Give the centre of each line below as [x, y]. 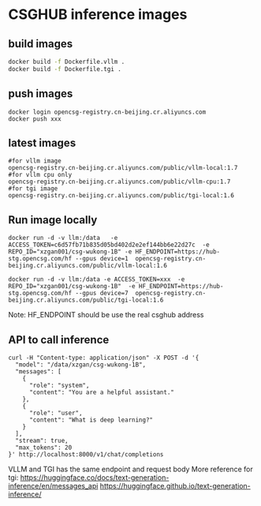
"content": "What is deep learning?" [91, 420]
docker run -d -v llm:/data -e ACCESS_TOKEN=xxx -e [97, 279]
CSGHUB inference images [98, 15]
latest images [42, 142]
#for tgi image [33, 189]
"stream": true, [42, 440]
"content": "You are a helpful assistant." [102, 392]
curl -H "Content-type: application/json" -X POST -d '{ [104, 358]
